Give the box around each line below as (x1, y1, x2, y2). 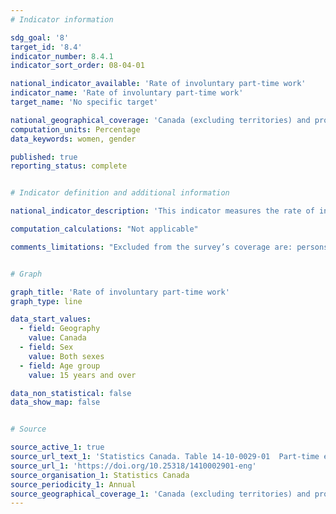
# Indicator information (10, 14, 114, 25)
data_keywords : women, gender (10, 134, 137, 144)
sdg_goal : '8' (10, 32, 70, 43)
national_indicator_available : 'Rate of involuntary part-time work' (10, 79, 307, 89)
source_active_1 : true (10, 442, 105, 453)
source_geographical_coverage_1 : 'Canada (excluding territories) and (10, 489, 311, 499)
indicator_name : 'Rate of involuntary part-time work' (10, 88, 244, 98)
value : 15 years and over (28, 370, 137, 380)
